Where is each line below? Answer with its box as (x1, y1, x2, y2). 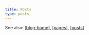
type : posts (5, 12, 29, 16)
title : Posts (5, 7, 32, 12)
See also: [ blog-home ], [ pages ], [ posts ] (5, 24, 85, 30)
